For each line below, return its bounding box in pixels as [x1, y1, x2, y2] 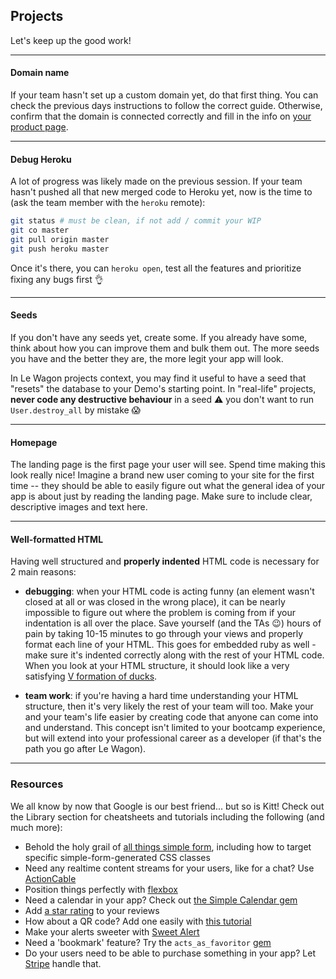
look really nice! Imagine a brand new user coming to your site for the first [10, 469, 315, 481]
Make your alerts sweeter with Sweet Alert [24, 925, 200, 938]
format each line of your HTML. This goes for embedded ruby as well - [24, 639, 317, 651]
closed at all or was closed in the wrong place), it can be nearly [24, 596, 286, 608]
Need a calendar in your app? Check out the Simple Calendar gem [24, 894, 298, 906]
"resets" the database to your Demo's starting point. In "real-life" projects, [10, 382, 317, 394]
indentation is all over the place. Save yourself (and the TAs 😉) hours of [24, 617, 322, 629]
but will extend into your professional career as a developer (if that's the [24, 732, 322, 744]
